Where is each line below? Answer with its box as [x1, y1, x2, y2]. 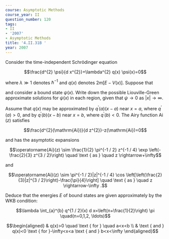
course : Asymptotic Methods [5, 7, 65, 13]
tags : [5, 21, 17, 27]
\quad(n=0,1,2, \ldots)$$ [60, 213, 111, 219]
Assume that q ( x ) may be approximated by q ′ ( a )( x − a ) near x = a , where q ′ [5, 105, 162, 111]
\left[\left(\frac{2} [126, 172, 162, 178]
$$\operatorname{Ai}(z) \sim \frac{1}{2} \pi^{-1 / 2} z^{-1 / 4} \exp [9, 146, 148, 152]
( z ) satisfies [5, 117, 30, 123]
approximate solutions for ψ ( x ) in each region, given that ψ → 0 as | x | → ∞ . [5, 95, 163, 101]
